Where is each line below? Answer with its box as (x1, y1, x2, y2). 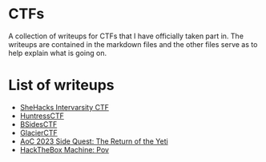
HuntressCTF (19, 111, 64, 121)
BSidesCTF (19, 119, 58, 128)
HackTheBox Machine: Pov (19, 144, 110, 154)
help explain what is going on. (8, 48, 107, 57)
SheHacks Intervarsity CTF (19, 102, 110, 112)
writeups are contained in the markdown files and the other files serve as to (8, 39, 258, 49)
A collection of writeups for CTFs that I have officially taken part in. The (8, 31, 244, 41)
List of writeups (8, 77, 115, 94)
